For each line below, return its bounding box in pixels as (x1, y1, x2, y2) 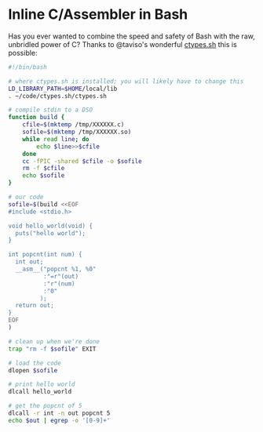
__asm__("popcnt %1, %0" (15, 265, 97, 274)
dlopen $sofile (8, 366, 58, 374)
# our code (8, 194, 44, 201)
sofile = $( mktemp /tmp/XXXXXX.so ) (22, 128, 132, 136)
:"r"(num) (42, 280, 76, 288)
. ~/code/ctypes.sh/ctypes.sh (8, 92, 108, 100)
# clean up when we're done (8, 337, 100, 346)
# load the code (8, 359, 61, 367)
